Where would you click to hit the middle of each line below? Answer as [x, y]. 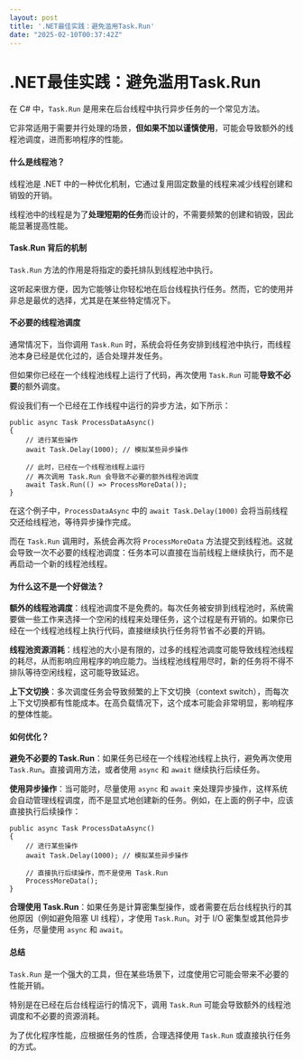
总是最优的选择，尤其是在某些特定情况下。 [96, 300]
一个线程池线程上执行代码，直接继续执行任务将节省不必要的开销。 [147, 630]
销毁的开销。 [33, 194]
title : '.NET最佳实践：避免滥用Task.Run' [82, 26]
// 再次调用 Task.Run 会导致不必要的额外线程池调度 [112, 477]
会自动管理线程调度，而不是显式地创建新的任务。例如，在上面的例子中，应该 [151, 800]
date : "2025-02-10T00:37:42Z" [66, 34]
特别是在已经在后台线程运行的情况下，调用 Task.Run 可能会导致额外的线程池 [150, 1004]
